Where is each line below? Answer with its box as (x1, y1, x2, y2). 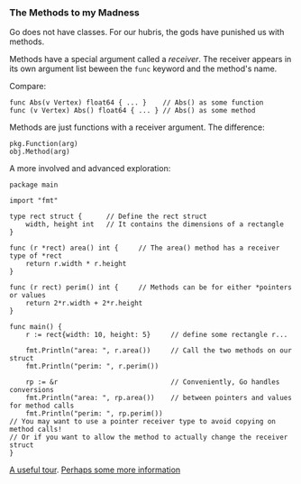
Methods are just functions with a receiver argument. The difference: (9, 122, 266, 132)
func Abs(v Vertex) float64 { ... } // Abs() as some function (9, 98, 264, 107)
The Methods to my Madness (9, 6, 140, 19)
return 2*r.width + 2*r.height (25, 299, 143, 308)
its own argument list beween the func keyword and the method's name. (9, 63, 278, 74)
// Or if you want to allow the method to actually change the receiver (9, 433, 288, 443)
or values (9, 291, 47, 300)
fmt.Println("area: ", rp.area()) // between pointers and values (25, 394, 293, 403)
